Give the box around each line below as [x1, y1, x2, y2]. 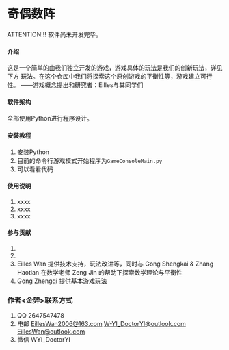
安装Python [16, 148, 50, 156]
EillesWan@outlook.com [16, 327, 85, 336]
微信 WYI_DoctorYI [16, 336, 70, 344]
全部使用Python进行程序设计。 [7, 114, 94, 123]
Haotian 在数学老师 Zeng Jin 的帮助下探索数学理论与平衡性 [16, 268, 183, 276]
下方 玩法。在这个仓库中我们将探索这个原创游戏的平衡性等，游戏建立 [7, 73, 200, 81]
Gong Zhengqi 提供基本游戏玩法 [16, 277, 107, 285]
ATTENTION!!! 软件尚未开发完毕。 [7, 30, 103, 38]
